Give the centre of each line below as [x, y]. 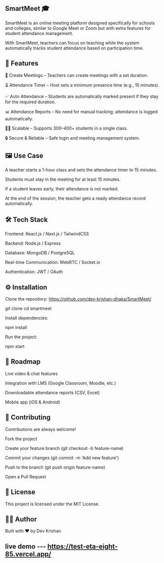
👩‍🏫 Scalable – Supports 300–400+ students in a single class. [67, 128]
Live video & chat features [31, 374]
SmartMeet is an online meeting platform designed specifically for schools [80, 23]
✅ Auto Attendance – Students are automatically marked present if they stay [82, 96]
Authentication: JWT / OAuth [34, 272]
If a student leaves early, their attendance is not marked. [62, 189]
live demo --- [26, 546]
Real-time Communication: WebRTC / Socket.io [53, 262]
